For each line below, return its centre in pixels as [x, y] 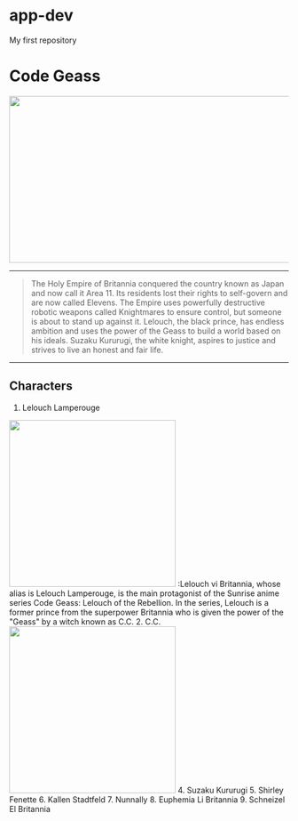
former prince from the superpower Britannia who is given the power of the [146, 612]
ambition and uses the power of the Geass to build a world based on [156, 331]
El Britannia [30, 809]
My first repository [43, 40]
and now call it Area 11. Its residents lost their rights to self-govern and [159, 293]
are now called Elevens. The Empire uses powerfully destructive [148, 302]
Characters [41, 386]
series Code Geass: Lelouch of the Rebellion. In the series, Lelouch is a [139, 602]
